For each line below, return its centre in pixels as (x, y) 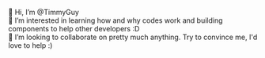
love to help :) (30, 45)
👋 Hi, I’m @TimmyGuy (44, 12)
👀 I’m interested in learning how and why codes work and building (115, 20)
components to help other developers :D (74, 29)
